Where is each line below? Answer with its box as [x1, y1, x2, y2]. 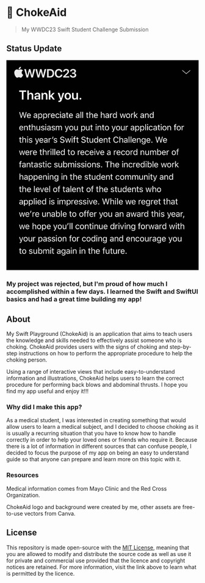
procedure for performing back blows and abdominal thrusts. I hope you [6, 381, 188, 388]
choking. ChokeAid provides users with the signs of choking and [6, 343, 168, 351]
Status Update [6, 43, 62, 54]
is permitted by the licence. [6, 570, 75, 577]
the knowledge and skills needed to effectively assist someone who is [6, 336, 182, 344]
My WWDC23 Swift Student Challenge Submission [21, 26, 149, 33]
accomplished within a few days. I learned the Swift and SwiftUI [6, 288, 198, 296]
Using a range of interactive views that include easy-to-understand [6, 368, 175, 376]
